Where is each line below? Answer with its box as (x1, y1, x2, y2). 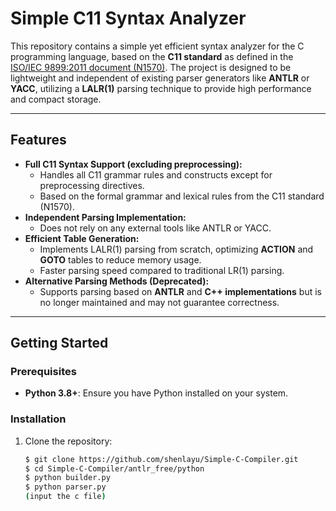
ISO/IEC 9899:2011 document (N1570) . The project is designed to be (10, 61, 292, 73)
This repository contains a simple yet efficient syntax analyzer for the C (10, 40, 305, 52)
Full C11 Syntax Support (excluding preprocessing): (24, 158, 243, 170)
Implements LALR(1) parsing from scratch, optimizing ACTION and (39, 243, 314, 255)
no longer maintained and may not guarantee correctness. (39, 296, 280, 308)
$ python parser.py (24, 482, 107, 492)
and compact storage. (10, 93, 102, 105)
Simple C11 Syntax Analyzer (10, 7, 247, 30)
